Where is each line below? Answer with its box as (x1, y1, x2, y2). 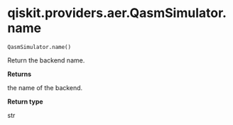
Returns (7, 70, 32, 78)
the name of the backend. (7, 83, 83, 92)
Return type (7, 97, 44, 106)
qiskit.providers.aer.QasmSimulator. (7, 5, 227, 21)
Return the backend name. (7, 55, 85, 65)
